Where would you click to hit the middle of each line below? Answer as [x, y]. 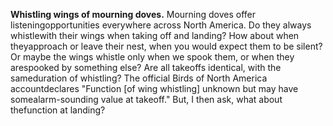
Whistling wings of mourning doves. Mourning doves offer [133, 14]
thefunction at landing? [58, 110]
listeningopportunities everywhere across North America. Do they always [161, 25]
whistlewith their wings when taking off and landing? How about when [155, 35]
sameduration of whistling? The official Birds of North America [139, 78]
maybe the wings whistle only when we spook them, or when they [158, 57]
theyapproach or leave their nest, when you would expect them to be [152, 46]
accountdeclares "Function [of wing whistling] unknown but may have [154, 88]
